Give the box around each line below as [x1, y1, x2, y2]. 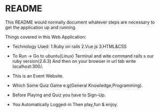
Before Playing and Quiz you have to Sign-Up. [12, 92, 106, 98]
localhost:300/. [12, 63, 43, 69]
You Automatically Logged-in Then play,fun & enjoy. [12, 101, 119, 107]
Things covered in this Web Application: [5, 34, 86, 40]
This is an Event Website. [12, 73, 64, 79]
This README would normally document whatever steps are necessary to [5, 19, 155, 25]
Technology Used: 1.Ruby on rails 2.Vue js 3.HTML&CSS [12, 43, 127, 49]
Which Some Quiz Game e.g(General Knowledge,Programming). [12, 82, 143, 88]
